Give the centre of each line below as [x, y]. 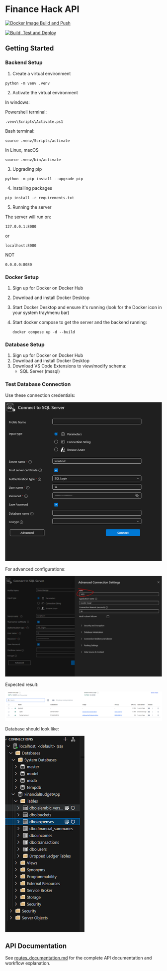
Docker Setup [22, 277]
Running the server [32, 207]
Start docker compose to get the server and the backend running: [80, 322]
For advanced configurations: [35, 569]
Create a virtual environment [42, 73]
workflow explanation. [28, 963]
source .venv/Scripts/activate [38, 141]
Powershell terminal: [26, 112]
